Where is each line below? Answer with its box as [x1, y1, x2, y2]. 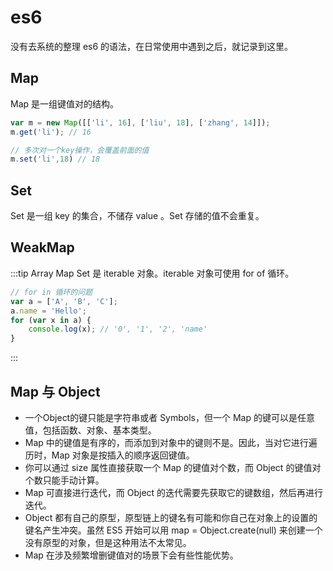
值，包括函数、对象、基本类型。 [24, 424, 157, 436]
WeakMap [10, 239, 75, 256]
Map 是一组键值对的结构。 [10, 97, 120, 110]
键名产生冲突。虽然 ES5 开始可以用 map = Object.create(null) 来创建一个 [24, 524, 323, 536]
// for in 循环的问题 [10, 287, 93, 297]
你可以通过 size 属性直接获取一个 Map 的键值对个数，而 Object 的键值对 [24, 461, 322, 473]
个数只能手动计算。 [24, 474, 105, 486]
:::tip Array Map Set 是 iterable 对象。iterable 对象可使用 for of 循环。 [10, 267, 295, 279]
